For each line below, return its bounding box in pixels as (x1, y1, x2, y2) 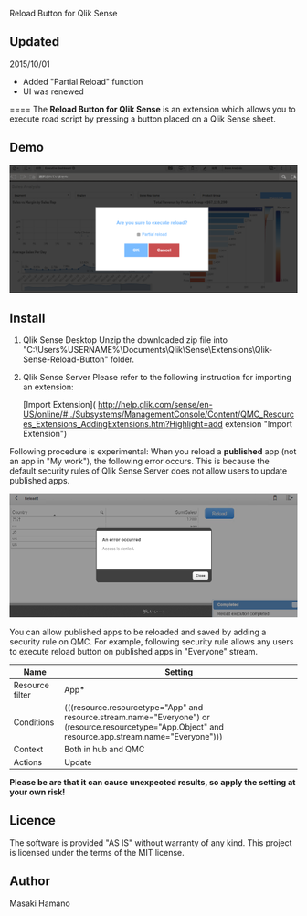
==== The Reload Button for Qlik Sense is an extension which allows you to (9, 103, 296, 114)
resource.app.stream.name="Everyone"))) (63, 731, 223, 742)
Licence (9, 813, 57, 828)
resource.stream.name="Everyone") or (63, 712, 210, 723)
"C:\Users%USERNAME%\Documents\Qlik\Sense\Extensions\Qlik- (22, 345, 273, 356)
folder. (110, 354, 135, 365)
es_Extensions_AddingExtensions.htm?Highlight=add (22, 419, 224, 430)
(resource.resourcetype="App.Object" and (63, 721, 224, 732)
